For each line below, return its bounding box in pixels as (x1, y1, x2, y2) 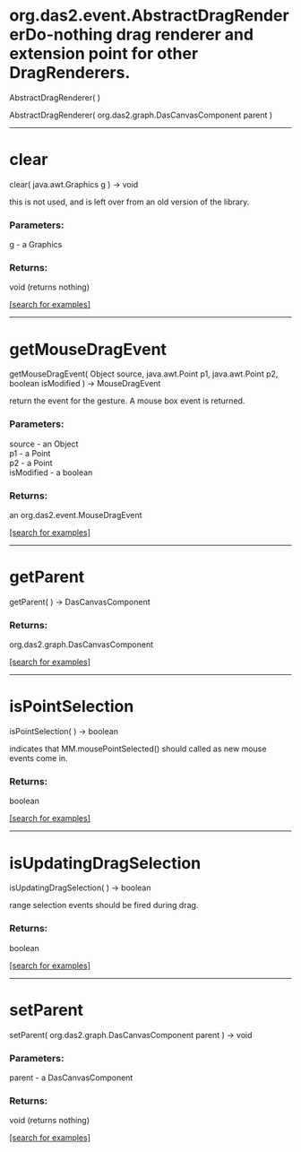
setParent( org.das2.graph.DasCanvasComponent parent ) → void (9, 1029, 253, 1040)
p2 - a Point (9, 457, 53, 468)
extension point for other (9, 44, 199, 64)
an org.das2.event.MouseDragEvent (9, 510, 142, 520)
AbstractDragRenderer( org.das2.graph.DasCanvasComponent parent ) (9, 109, 273, 120)
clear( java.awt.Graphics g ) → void (9, 178, 139, 189)
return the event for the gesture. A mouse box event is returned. (9, 395, 245, 406)
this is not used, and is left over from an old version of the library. (9, 196, 250, 207)
